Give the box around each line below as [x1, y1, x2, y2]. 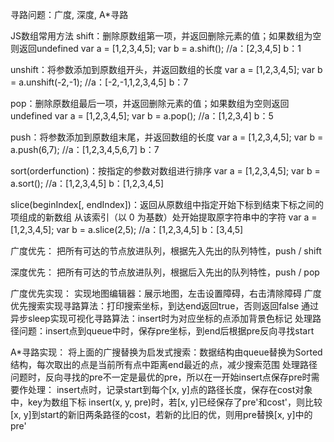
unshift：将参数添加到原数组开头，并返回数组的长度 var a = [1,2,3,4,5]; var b [10, 64, 323, 75]
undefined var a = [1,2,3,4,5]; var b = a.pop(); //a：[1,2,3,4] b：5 [10, 110, 274, 122]
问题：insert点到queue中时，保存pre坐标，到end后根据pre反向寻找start [18, 325, 315, 337]
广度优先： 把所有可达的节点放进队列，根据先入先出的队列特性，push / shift [10, 245, 322, 257]
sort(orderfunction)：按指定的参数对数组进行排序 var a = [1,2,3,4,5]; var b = [10, 165, 321, 177]
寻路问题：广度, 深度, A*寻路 [10, 9, 129, 20]
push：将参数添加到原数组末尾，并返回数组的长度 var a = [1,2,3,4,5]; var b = [10, 131, 324, 143]
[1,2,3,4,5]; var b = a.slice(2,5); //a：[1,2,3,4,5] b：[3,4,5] [10, 224, 244, 235]
